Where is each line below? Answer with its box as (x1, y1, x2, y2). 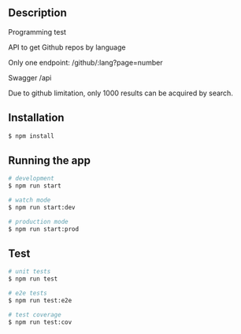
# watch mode (8, 196, 51, 204)
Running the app (8, 154, 91, 167)
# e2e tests (8, 289, 47, 298)
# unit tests (8, 268, 51, 276)
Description (8, 6, 67, 20)
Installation (8, 111, 65, 124)
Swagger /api (8, 72, 52, 82)
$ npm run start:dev (8, 203, 76, 211)
